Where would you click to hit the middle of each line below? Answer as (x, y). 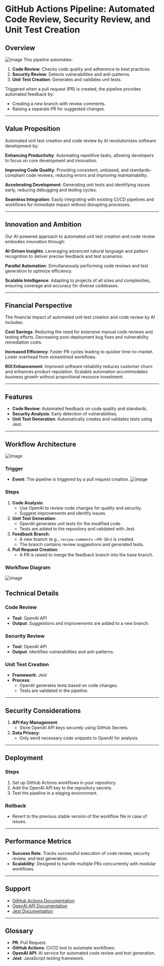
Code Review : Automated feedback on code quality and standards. (80, 409)
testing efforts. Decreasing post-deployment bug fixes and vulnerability (77, 337)
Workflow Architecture (41, 444)
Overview (20, 48)
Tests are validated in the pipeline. (54, 690)
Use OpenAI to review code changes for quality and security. (81, 508)
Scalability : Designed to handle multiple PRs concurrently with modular (84, 863)
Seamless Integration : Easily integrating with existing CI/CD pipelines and (80, 199)
